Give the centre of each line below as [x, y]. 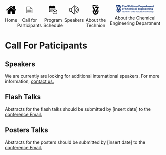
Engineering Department [135, 23]
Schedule [53, 25]
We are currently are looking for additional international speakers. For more [82, 76]
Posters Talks [27, 130]
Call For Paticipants [46, 46]
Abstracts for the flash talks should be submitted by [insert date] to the [78, 109]
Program [53, 20]
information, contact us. [30, 81]
